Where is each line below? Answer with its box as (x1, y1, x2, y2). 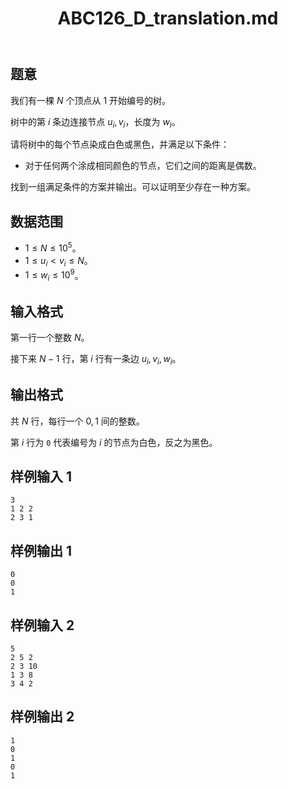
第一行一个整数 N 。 (10, 331, 90, 343)
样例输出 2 (10, 708, 75, 726)
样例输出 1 (10, 542, 73, 559)
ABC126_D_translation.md (57, 7, 279, 30)
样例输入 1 (10, 468, 73, 485)
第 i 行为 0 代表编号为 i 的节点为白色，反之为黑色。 (10, 436, 218, 448)
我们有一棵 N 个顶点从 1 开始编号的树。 (10, 94, 172, 106)
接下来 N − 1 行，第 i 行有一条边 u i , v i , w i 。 (10, 352, 182, 367)
